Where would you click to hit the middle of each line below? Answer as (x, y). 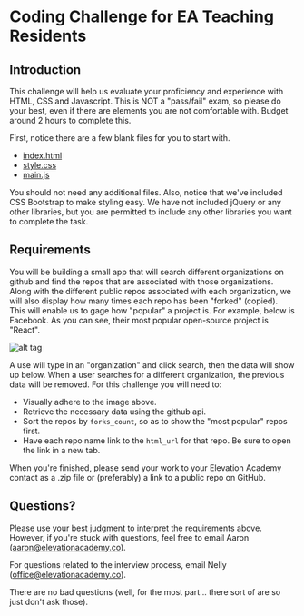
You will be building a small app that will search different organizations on (147, 272)
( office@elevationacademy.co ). (68, 574)
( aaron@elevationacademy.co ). (68, 547)
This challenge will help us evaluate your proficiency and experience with (147, 91)
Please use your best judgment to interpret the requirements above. (136, 528)
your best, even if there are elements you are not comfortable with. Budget (149, 110)
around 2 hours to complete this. (70, 120)
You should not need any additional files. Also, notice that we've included (146, 192)
